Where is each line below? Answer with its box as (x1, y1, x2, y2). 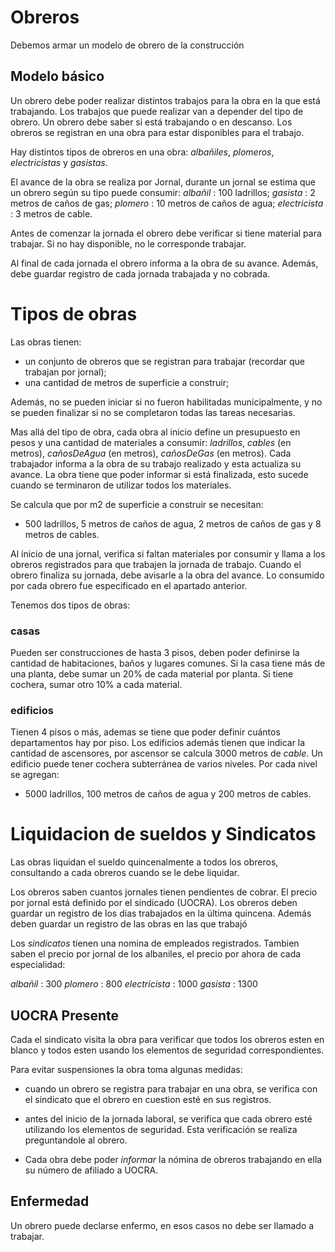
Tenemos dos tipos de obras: (10, 599, 131, 611)
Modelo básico (10, 68, 105, 85)
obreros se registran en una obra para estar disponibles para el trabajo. (10, 126, 305, 138)
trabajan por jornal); (24, 366, 107, 378)
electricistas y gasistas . (10, 156, 108, 168)
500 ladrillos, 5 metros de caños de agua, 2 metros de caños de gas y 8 (24, 517, 322, 530)
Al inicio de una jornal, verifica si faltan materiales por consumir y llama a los (10, 547, 326, 560)
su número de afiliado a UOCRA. (24, 1164, 159, 1176)
